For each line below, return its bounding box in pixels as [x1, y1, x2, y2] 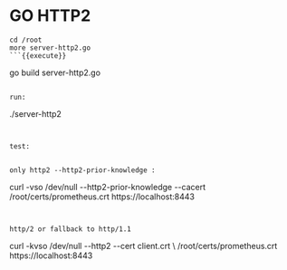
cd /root [9, 35, 43, 44]
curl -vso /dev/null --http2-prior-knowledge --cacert [9, 181, 206, 192]
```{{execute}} [9, 51, 67, 60]
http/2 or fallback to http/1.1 [9, 224, 131, 234]
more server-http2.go [9, 43, 91, 53]
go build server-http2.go [9, 67, 101, 78]
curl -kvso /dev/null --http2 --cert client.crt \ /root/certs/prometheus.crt [9, 240, 278, 251]
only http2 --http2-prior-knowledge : [9, 165, 156, 175]
